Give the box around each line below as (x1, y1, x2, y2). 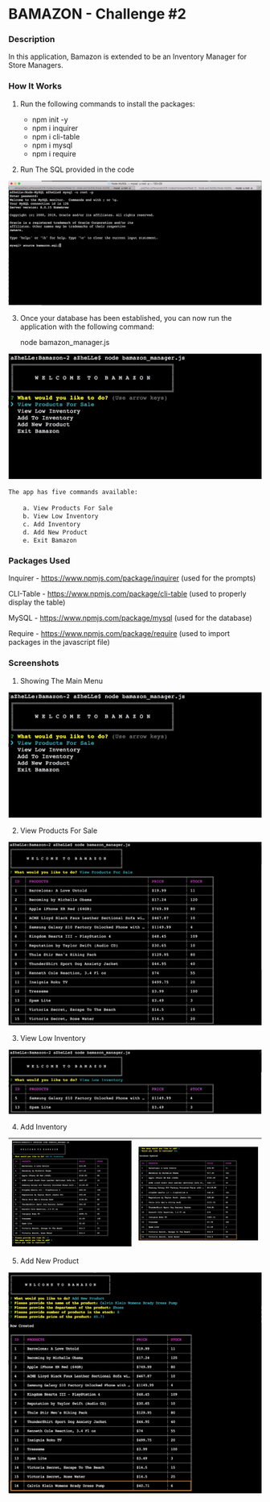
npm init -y (31, 114, 68, 124)
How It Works (8, 81, 63, 92)
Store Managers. (8, 60, 64, 70)
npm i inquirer (31, 123, 79, 133)
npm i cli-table (31, 131, 80, 141)
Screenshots (8, 658, 59, 669)
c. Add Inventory (22, 521, 81, 529)
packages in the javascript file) (8, 638, 110, 647)
